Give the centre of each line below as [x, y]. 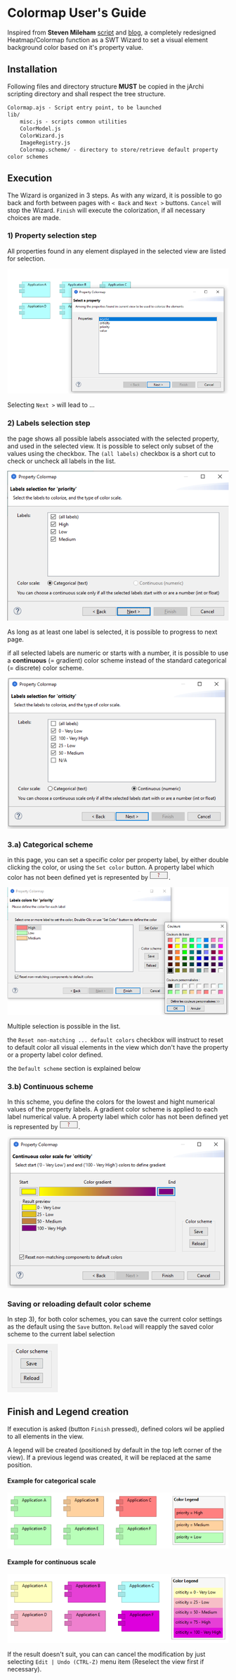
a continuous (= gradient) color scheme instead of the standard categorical [117, 660]
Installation [32, 69]
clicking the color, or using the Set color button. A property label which [111, 867]
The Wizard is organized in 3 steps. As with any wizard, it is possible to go [115, 195]
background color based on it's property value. [76, 47]
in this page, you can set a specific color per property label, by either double [118, 860]
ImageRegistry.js [45, 143]
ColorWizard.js [42, 136]
